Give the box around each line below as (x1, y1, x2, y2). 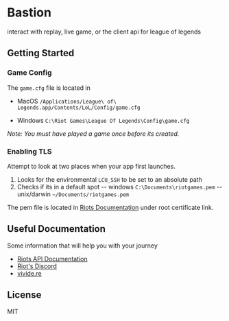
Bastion (7, 5, 51, 21)
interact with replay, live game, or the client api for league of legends (7, 27, 201, 36)
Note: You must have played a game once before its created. (7, 129, 180, 138)
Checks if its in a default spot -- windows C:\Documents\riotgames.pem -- (16, 182, 223, 191)
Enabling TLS (7, 146, 53, 156)
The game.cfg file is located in (7, 84, 91, 92)
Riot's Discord (16, 262, 57, 270)
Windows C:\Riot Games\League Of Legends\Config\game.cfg (16, 116, 190, 124)
